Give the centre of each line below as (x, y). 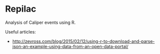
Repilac (21, 9)
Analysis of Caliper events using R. (40, 22)
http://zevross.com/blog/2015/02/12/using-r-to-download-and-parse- (83, 41)
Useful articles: (20, 32)
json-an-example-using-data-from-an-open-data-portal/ (70, 46)
